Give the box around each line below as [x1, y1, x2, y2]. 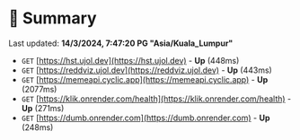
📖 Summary [8, 8, 97, 29]
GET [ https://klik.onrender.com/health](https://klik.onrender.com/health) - [21, 93, 292, 104]
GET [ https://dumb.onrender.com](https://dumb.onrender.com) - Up [21, 112, 270, 123]
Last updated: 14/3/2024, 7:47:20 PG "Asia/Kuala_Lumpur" [8, 38, 234, 48]
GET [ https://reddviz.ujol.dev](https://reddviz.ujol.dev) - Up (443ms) [21, 65, 273, 75]
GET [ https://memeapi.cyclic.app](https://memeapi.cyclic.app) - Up [21, 74, 269, 84]
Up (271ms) [21, 102, 65, 113]
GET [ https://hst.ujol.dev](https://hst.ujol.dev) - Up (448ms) [21, 55, 240, 66]
